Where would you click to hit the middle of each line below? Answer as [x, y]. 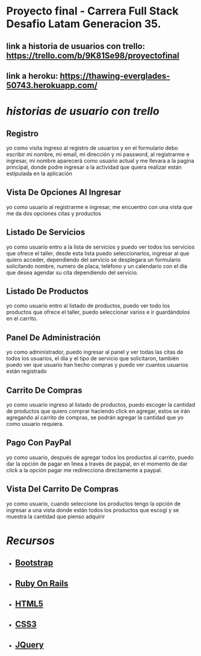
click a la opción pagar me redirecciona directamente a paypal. [84, 470]
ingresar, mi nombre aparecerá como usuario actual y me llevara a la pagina [100, 160]
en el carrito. [22, 319]
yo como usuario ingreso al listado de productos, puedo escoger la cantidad [101, 405]
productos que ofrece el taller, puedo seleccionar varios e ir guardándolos [98, 312]
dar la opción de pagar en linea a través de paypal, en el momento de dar [97, 464]
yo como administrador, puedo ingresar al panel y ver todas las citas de [95, 352]
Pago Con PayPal [39, 443]
